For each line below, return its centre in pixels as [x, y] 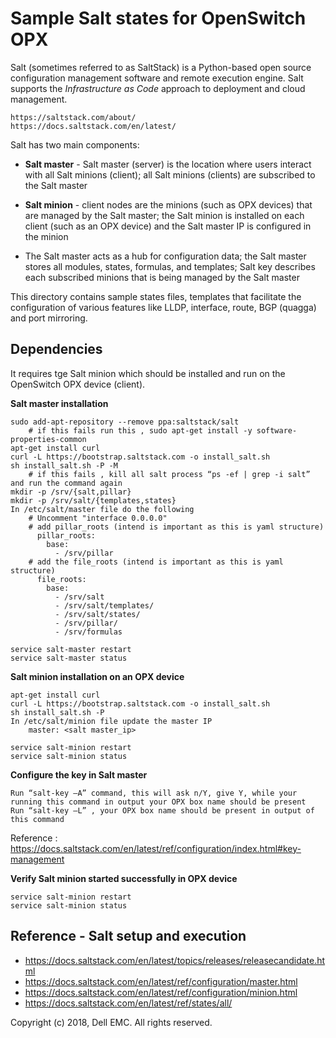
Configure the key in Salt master [79, 774]
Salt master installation [59, 403]
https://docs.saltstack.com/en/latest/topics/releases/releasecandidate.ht [175, 960]
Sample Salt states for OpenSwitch [158, 18]
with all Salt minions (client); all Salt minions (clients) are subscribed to [170, 174]
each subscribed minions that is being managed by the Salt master [162, 277]
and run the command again [66, 483]
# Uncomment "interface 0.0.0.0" [98, 518]
